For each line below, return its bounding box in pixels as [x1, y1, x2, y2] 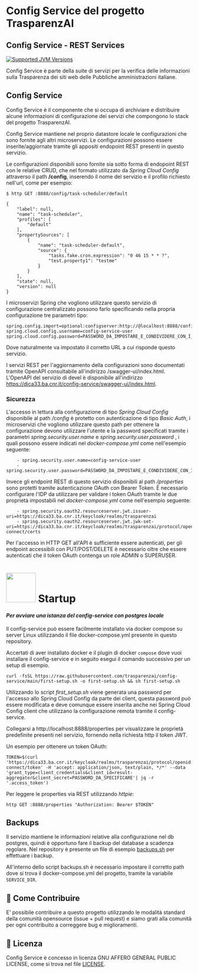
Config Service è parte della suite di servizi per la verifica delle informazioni [6, 67, 190, 74]
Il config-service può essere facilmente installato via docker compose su [6, 625, 183, 632]
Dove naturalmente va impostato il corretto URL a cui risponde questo [6, 343, 176, 350]
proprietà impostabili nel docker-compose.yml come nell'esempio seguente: [6, 497, 191, 504]
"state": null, [16, 279, 54, 284]
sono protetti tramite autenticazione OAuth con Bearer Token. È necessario [6, 484, 188, 492]
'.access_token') [6, 780, 49, 786]
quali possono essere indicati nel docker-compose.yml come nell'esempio [6, 440, 187, 447]
